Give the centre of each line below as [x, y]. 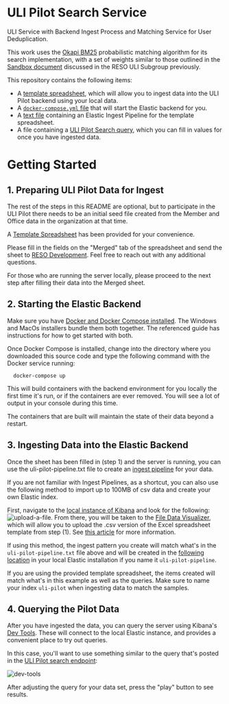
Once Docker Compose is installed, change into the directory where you [109, 348]
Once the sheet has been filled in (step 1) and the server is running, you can [114, 461]
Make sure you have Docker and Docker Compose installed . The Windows [112, 321]
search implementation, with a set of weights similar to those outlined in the [114, 59]
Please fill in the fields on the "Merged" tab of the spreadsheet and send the [115, 247]
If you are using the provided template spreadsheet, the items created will [111, 573]
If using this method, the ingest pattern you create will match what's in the [112, 545]
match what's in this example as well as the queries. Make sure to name [109, 580]
